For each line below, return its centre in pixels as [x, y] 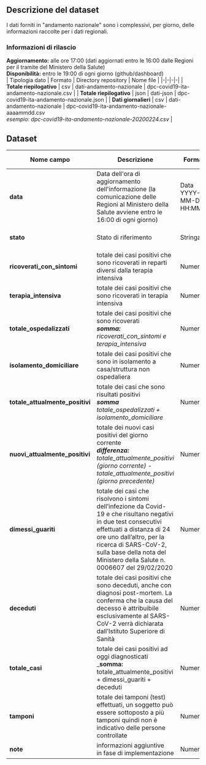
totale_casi [26, 668]
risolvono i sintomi [123, 498]
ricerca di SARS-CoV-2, [132, 544]
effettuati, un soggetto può [135, 704]
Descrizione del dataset [53, 10]
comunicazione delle [126, 197]
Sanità [106, 639]
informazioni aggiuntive [130, 745]
